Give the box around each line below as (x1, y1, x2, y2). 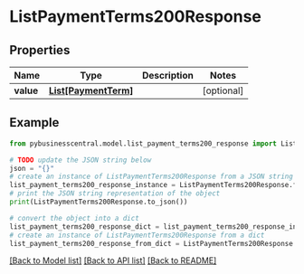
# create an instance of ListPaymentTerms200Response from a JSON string (9, 172, 294, 182)
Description (141, 70, 195, 81)
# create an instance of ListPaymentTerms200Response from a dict (9, 231, 265, 240)
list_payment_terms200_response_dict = (9, 222, 160, 231)
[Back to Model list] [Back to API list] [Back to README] (9, 255, 217, 266)
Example (9, 115, 60, 130)
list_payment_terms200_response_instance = (9, 181, 176, 190)
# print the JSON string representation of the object (9, 189, 221, 198)
